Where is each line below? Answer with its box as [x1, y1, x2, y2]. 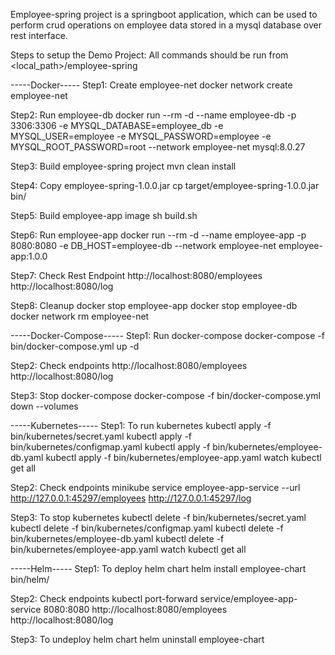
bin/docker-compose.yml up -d [10, 340, 140, 352]
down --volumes [10, 400, 79, 412]
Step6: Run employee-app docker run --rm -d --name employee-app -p [10, 229, 307, 241]
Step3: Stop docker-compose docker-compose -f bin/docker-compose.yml [10, 390, 321, 401]
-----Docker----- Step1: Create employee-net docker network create [10, 79, 293, 91]
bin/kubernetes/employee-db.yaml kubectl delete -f [10, 533, 225, 544]
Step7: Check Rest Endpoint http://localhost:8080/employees [10, 270, 263, 281]
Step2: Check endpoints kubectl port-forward [10, 593, 198, 604]
